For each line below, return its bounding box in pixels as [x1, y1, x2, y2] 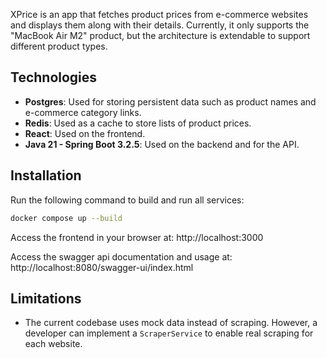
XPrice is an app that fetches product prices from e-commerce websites [10, 9, 309, 20]
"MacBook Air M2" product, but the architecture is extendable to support [10, 30, 311, 41]
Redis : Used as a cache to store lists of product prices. [24, 117, 252, 129]
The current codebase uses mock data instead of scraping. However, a [24, 317, 318, 329]
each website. [24, 338, 83, 350]
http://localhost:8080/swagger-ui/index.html [10, 261, 194, 273]
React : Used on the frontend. [24, 127, 146, 139]
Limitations [10, 290, 82, 307]
